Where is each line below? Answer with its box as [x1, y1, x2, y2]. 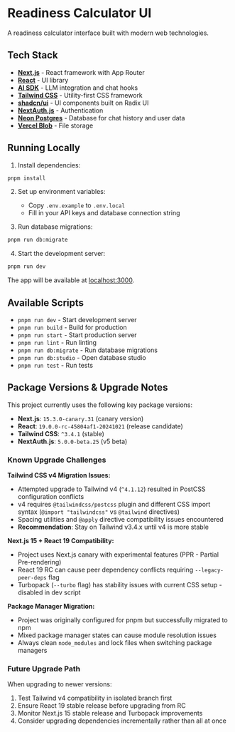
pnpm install [7, 175, 46, 182]
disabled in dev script [17, 588, 81, 597]
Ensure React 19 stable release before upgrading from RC [17, 701, 186, 710]
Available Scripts [7, 297, 84, 309]
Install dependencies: [17, 160, 81, 169]
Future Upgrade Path [7, 664, 80, 674]
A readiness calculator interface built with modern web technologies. [7, 29, 209, 37]
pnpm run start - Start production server [17, 331, 137, 339]
